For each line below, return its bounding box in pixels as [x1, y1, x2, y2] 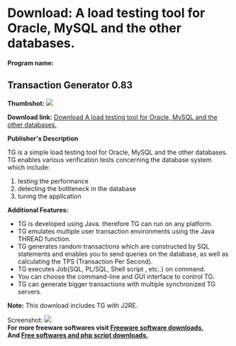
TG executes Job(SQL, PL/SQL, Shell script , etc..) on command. [17, 264, 206, 273]
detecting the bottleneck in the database [17, 184, 137, 193]
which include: [7, 163, 50, 171]
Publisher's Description [7, 134, 79, 143]
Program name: [7, 58, 55, 67]
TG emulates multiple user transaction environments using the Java [17, 227, 215, 235]
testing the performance [17, 176, 89, 185]
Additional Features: [7, 205, 69, 214]
